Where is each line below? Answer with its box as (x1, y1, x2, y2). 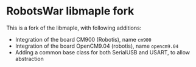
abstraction (15, 55, 44, 62)
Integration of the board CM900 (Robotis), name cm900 (15, 36, 152, 43)
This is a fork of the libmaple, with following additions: (6, 24, 142, 31)
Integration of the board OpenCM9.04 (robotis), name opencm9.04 (15, 42, 179, 49)
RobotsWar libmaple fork (6, 4, 135, 18)
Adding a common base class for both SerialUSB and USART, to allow (15, 48, 191, 56)
